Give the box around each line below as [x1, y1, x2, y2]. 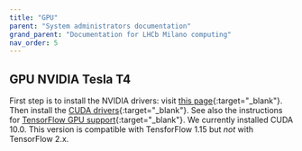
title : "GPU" [9, 13, 59, 22]
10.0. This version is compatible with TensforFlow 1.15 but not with [9, 124, 254, 135]
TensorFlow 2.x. [9, 134, 69, 145]
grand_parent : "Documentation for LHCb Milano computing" [9, 30, 232, 39]
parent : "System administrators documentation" [9, 22, 192, 31]
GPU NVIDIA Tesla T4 [9, 71, 132, 86]
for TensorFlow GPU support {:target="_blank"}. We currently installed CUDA [9, 114, 294, 126]
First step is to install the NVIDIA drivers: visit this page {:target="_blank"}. [9, 95, 283, 106]
